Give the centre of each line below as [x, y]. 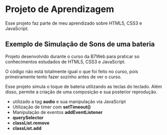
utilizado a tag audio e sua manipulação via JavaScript [69, 101]
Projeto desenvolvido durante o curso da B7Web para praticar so [72, 56]
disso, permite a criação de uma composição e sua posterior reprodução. [81, 92]
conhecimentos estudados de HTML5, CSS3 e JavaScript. [65, 62]
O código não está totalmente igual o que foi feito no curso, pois [72, 71]
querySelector [28, 117]
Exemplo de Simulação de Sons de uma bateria [80, 44]
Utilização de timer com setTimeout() [52, 107]
